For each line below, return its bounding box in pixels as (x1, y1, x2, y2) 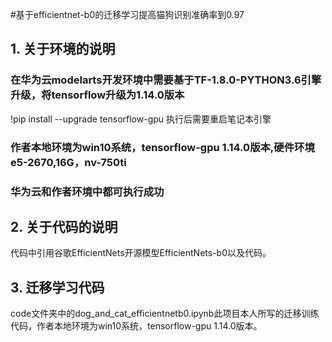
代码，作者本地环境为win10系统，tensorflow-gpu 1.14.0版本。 (10, 320, 263, 332)
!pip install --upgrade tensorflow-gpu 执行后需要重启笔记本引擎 (10, 113, 272, 125)
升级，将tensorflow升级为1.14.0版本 (10, 88, 185, 102)
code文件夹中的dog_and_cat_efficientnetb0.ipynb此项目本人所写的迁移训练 (10, 308, 320, 320)
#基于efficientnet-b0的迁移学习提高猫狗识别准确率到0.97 (10, 9, 245, 20)
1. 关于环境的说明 (10, 41, 116, 58)
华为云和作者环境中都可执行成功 (10, 184, 165, 198)
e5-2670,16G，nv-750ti (10, 155, 127, 169)
